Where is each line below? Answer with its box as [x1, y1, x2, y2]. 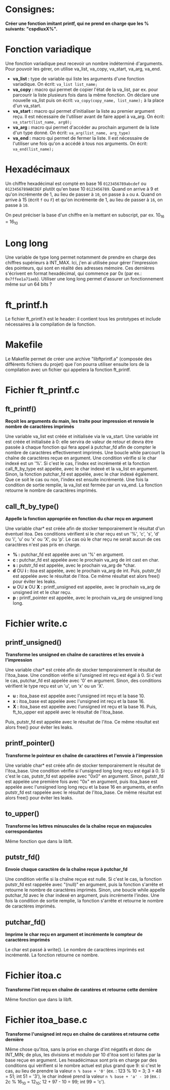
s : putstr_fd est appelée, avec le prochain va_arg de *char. [12, 563, 136, 569]
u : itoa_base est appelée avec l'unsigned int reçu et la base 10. [12, 693, 146, 699]
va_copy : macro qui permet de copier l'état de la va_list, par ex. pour [12, 86, 158, 92]
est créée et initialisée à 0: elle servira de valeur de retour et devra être [5, 439, 154, 445]
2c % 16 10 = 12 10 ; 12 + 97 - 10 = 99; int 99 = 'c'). [5, 1079, 106, 1086]
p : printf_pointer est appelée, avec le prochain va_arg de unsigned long [12, 595, 163, 601]
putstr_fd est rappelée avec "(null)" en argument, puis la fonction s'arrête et [5, 882, 163, 888]
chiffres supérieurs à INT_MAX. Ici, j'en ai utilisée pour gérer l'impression [5, 260, 158, 266]
